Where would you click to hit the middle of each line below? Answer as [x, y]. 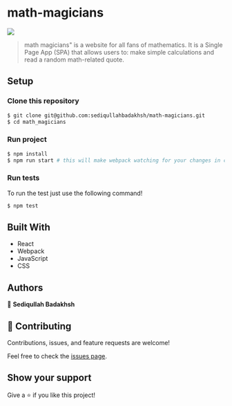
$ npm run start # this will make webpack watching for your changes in [114, 160]
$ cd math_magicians [37, 122]
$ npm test [23, 205]
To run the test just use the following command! [75, 193]
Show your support [49, 378]
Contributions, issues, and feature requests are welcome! [89, 343]
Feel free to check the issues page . [57, 356]
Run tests [23, 178]
